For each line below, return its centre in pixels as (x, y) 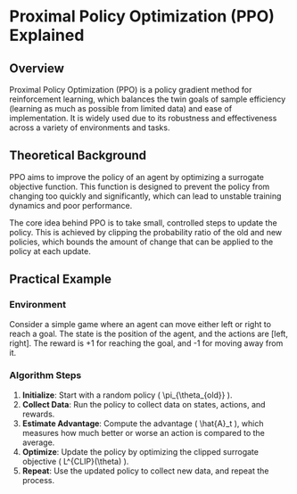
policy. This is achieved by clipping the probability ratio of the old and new (146, 232)
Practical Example (60, 280)
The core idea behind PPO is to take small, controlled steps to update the (144, 222)
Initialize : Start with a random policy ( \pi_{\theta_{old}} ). (127, 395)
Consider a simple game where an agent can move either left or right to (140, 324)
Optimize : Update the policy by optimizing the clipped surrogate (140, 451)
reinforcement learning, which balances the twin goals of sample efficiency (148, 99)
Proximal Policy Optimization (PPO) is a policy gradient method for (131, 90)
